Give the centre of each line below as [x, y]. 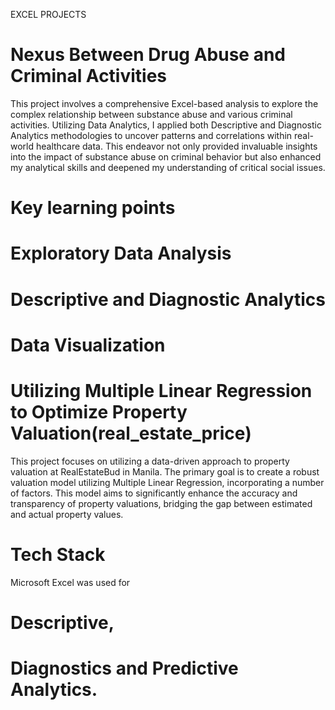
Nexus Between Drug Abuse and [148, 55]
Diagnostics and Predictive [124, 668]
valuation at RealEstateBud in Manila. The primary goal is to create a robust [165, 471]
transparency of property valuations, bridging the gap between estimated [161, 503]
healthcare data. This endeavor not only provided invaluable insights [176, 146]
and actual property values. [67, 514]
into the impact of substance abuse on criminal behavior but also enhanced [166, 156]
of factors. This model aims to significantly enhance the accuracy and [154, 493]
